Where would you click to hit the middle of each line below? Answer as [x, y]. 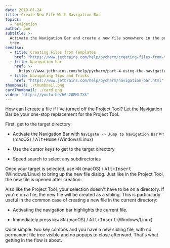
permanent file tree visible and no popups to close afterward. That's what [82, 235]
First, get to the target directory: [39, 124]
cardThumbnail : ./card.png [34, 90]
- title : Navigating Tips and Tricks [50, 76]
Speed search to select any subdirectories [57, 159]
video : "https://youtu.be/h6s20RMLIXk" [47, 95]
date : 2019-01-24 [24, 10]
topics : [13, 19]
